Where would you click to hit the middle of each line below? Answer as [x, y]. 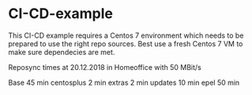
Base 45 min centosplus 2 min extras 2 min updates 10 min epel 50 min [124, 82]
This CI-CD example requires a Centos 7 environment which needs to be [126, 35]
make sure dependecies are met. [62, 52]
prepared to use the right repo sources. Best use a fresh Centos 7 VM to [126, 43]
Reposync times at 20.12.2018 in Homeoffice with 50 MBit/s [105, 67]
